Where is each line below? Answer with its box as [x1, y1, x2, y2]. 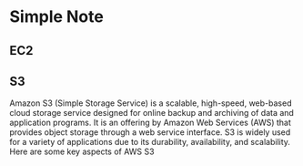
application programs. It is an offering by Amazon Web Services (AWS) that [9, 117, 291, 129]
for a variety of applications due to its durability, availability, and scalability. [9, 137, 291, 148]
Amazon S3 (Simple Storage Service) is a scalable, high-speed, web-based [9, 98, 292, 109]
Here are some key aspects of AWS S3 [9, 146, 155, 157]
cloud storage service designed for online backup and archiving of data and [9, 108, 294, 119]
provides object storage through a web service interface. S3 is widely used [9, 127, 291, 138]
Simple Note [9, 6, 105, 27]
